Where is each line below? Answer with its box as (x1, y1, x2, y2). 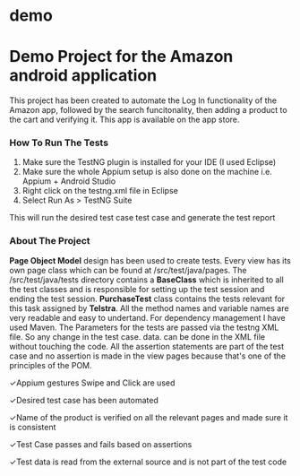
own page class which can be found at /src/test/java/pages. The (9, 264, 247, 275)
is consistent (9, 421, 56, 432)
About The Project (9, 235, 91, 247)
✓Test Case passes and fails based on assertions (9, 438, 193, 449)
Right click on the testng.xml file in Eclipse (21, 186, 179, 196)
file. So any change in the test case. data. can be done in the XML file (9, 331, 266, 342)
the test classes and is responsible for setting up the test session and (9, 283, 265, 294)
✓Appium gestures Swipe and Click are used (9, 377, 176, 388)
